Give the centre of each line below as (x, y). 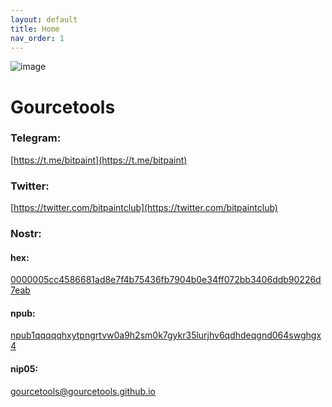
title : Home (35, 29)
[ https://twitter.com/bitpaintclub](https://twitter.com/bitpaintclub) (144, 208)
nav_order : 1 (37, 38)
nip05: (24, 369)
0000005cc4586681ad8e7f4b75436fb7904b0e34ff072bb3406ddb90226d (166, 280)
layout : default (44, 19)
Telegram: (36, 138)
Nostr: (26, 234)
